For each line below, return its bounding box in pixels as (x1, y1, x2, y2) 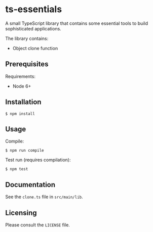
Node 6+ (12, 83, 31, 89)
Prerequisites (5, 60, 49, 69)
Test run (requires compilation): (5, 157, 71, 163)
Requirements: (5, 73, 35, 79)
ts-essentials (5, 4, 62, 15)
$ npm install (5, 111, 35, 116)
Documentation (5, 180, 56, 189)
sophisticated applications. (5, 25, 62, 31)
